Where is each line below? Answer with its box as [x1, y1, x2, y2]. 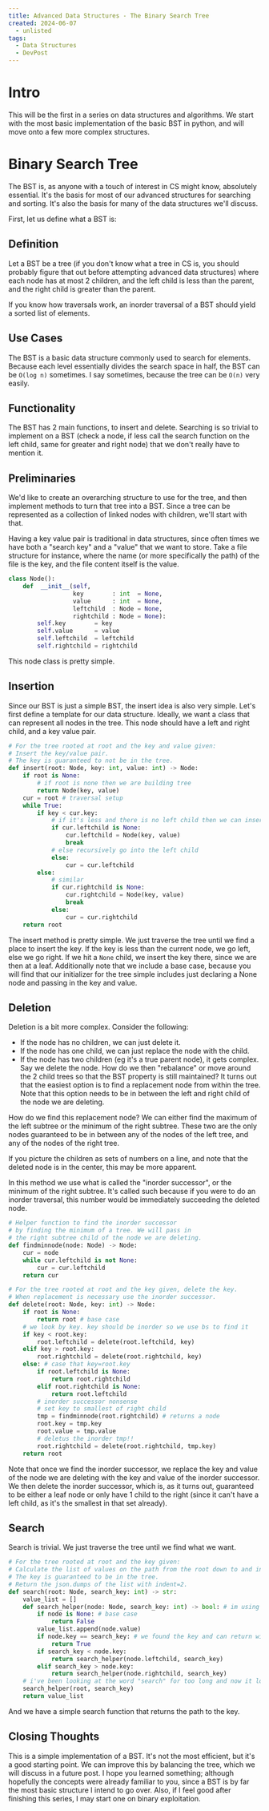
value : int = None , [72, 597, 163, 605]
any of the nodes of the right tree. [8, 1139, 120, 1148]
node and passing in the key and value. [8, 978, 138, 987]
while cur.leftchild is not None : [22, 1256, 138, 1264]
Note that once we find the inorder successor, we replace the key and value [8, 1464, 259, 1474]
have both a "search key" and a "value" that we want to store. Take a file [8, 542, 247, 552]
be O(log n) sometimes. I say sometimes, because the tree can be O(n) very [8, 369, 260, 379]
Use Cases [8, 332, 63, 345]
